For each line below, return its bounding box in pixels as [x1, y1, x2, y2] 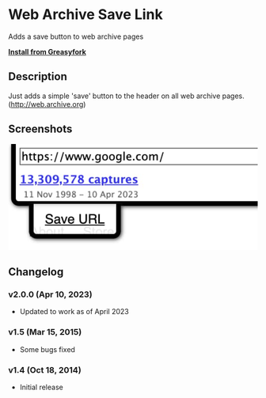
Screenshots [8, 123, 73, 136]
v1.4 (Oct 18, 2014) [8, 364, 82, 375]
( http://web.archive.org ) [8, 99, 86, 108]
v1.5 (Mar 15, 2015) [8, 327, 82, 338]
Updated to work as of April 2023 [19, 307, 129, 317]
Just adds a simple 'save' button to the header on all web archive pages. [8, 91, 245, 100]
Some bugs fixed [19, 344, 75, 354]
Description [8, 70, 67, 84]
